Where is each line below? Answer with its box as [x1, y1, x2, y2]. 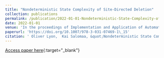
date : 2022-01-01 [5, 20, 41, 26]
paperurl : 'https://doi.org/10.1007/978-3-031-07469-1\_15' [5, 29, 130, 34]
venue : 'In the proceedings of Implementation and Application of [5, 25, 143, 30]
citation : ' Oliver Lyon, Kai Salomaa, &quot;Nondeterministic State [5, 34, 152, 39]
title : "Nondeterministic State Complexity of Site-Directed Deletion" [5, 7, 154, 12]
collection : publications [5, 12, 58, 16]
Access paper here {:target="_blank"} [5, 47, 80, 53]
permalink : [5, 16, 27, 21]
